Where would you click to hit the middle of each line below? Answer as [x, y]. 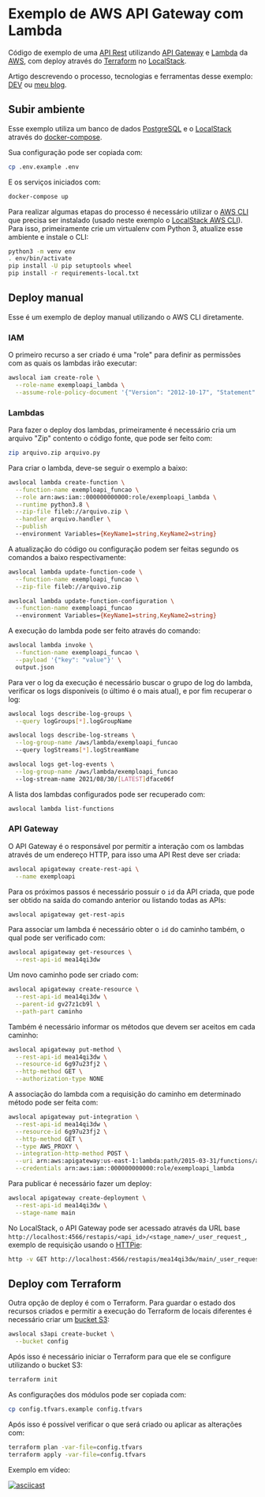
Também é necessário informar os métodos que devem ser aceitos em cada [132, 1026]
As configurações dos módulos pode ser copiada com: [97, 1395]
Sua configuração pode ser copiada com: [76, 152]
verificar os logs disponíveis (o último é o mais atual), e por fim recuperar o [130, 691]
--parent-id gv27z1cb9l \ [58, 1004]
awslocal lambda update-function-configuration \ [91, 601]
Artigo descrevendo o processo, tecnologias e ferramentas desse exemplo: [131, 76]
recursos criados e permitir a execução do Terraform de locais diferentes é [130, 1311]
